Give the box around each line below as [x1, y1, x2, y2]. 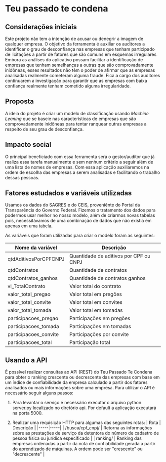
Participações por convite [69, 331, 129, 338]
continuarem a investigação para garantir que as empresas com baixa [5, 78, 147, 84]
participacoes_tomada [7, 323, 59, 330]
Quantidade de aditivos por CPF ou [69, 252, 151, 259]
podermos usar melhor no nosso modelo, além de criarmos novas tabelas [5, 212, 155, 218]
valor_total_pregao [7, 291, 51, 298]
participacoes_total [7, 339, 52, 346]
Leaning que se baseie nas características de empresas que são [5, 116, 136, 122]
